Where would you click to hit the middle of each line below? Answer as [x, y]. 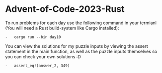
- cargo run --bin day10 [33, 37]
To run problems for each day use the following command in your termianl [81, 23]
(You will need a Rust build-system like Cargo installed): [62, 28]
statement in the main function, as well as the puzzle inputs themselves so [81, 51]
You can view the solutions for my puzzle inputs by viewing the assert [77, 46]
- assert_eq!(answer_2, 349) [38, 66]
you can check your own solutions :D [43, 56]
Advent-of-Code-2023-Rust [65, 9]
